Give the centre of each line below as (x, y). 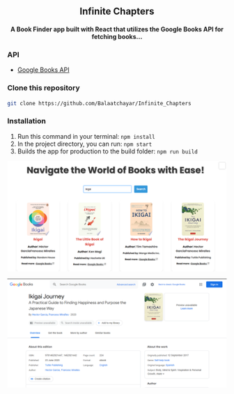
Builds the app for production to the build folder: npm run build (108, 151)
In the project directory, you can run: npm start (85, 144)
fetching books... (117, 36)
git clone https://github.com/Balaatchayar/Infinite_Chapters (99, 103)
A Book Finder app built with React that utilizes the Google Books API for (117, 29)
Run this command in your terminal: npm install (86, 136)
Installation (27, 121)
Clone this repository (44, 88)
